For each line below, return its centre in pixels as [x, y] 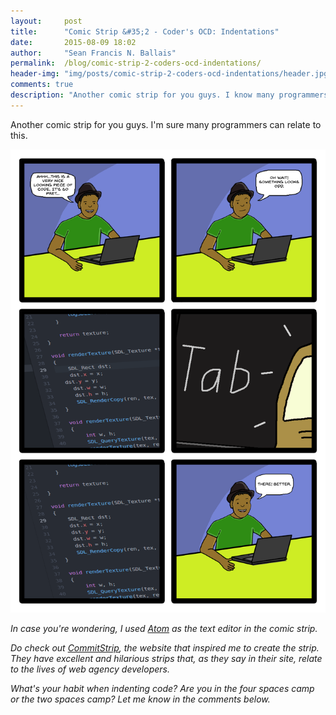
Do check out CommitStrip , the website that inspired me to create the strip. [165, 648]
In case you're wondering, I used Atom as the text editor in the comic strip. [164, 629]
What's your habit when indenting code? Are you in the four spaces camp [162, 689]
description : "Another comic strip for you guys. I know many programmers [169, 95]
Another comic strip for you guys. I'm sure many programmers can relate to [166, 124]
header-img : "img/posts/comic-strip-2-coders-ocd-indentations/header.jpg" [171, 74]
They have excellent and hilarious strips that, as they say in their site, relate [166, 659]
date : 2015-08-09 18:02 [73, 42]
